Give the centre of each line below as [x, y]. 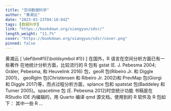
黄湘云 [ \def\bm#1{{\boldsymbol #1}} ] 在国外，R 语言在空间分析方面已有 [83, 58]
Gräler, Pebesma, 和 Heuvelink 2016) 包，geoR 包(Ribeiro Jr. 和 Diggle [79, 71]
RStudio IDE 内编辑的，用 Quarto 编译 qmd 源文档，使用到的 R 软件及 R [80, 97]
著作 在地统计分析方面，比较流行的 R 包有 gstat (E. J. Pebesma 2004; [83, 65]
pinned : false [21, 43]
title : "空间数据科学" [27, 10]
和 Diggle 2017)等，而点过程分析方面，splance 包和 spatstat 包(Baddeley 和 [85, 84]
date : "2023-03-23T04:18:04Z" [38, 19]
